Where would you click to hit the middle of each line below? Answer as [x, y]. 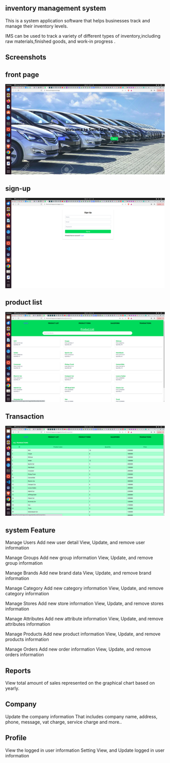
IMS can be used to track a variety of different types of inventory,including [83, 36]
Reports [18, 671]
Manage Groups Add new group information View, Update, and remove [79, 558]
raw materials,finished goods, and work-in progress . [60, 41]
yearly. [12, 688]
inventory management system [56, 8]
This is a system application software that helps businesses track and [78, 20]
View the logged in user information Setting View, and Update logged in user [85, 750]
